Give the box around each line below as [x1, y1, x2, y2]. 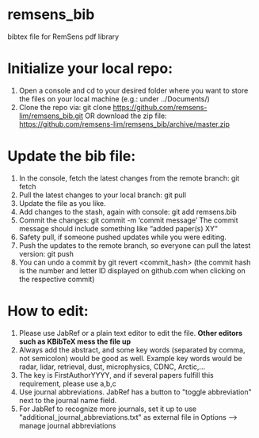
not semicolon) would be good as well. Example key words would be [18, 353, 242, 363]
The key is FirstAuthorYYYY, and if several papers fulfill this [18, 370, 215, 379]
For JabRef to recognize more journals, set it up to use [18, 404, 197, 413]
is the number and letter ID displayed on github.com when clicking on [18, 265, 246, 275]
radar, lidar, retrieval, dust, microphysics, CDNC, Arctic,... [18, 362, 206, 371]
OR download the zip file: [85, 111, 167, 120]
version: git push [18, 249, 74, 258]
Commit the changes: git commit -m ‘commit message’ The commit [18, 215, 238, 225]
